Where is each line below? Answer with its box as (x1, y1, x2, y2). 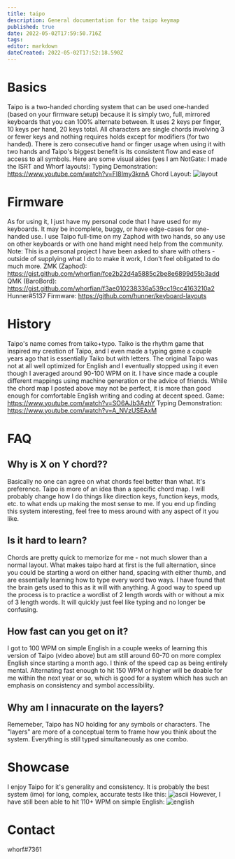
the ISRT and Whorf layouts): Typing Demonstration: (7, 162, 158, 170)
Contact (7, 822, 55, 838)
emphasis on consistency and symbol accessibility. (7, 681, 155, 690)
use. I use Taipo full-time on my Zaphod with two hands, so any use (30, 232, 226, 240)
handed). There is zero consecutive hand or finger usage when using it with (7, 139, 226, 148)
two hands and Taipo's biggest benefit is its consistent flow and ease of (7, 147, 215, 155)
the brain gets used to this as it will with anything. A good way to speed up (7, 582, 222, 592)
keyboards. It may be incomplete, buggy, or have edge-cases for (7, 225, 194, 233)
